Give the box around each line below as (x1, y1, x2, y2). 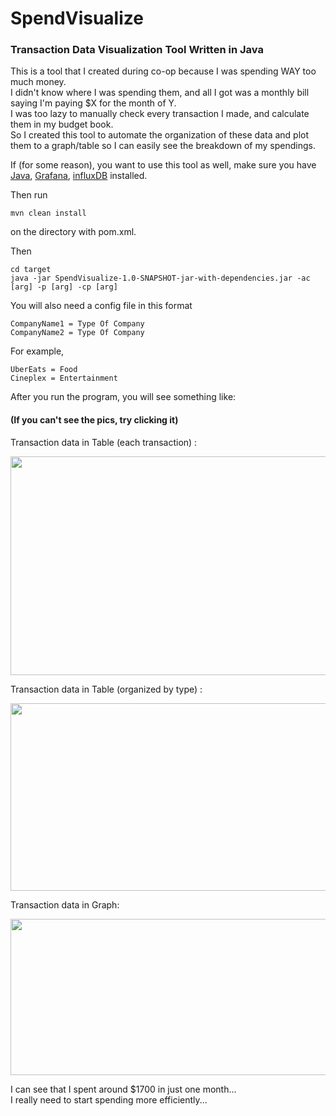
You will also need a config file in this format (10, 300, 193, 312)
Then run (10, 189, 48, 201)
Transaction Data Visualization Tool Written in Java (10, 43, 264, 57)
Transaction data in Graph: (10, 898, 120, 911)
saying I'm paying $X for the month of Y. (10, 97, 177, 109)
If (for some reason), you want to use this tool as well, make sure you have (10, 159, 317, 171)
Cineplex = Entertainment (10, 373, 118, 384)
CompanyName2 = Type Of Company (10, 328, 145, 338)
